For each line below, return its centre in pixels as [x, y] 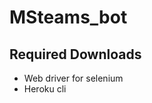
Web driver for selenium [73, 78]
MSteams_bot [68, 17]
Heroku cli [45, 89]
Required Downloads [75, 54]
